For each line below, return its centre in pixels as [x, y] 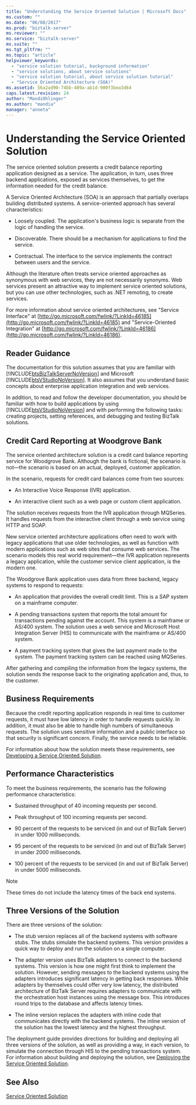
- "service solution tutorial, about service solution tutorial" [92, 77]
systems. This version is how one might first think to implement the [95, 966]
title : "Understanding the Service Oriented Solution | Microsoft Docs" [96, 11]
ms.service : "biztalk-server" [43, 39]
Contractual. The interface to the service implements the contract [93, 256]
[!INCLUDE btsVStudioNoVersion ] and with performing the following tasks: [94, 410]
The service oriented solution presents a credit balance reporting [84, 167]
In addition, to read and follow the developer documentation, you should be [96, 398]
